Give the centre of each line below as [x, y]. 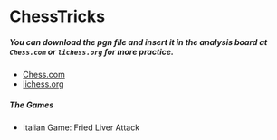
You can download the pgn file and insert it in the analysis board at [138, 42]
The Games [32, 105]
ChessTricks [57, 17]
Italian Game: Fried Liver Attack [81, 127]
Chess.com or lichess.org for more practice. [92, 51]
